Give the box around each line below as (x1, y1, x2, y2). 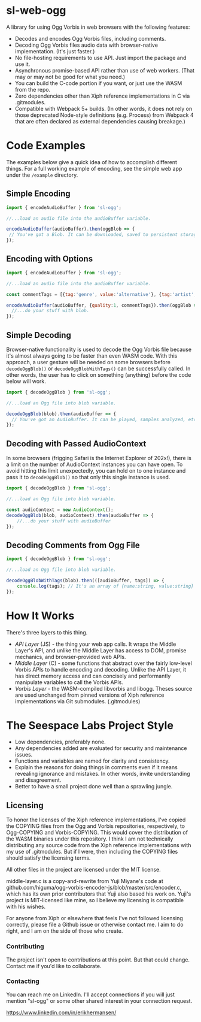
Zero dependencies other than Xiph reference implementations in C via (14, 92, 190, 99)
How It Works (6, 609, 75, 622)
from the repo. (14, 86, 51, 93)
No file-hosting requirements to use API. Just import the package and (14, 54, 187, 61)
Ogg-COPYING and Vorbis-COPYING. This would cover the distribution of (6, 829, 188, 836)
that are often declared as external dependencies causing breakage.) (14, 117, 185, 125)
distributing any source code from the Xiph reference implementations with (6, 842, 191, 849)
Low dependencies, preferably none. (14, 738, 106, 746)
